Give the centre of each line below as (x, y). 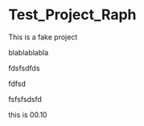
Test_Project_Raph (72, 15)
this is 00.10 (28, 115)
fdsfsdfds (24, 68)
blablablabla (29, 52)
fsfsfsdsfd (25, 99)
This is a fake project (43, 37)
